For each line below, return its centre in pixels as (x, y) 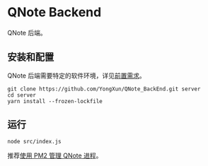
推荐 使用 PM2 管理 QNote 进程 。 (55, 155)
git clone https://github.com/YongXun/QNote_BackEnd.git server (104, 89)
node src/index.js (34, 141)
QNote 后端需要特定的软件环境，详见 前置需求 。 (77, 76)
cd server (22, 95)
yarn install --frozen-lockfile (55, 101)
